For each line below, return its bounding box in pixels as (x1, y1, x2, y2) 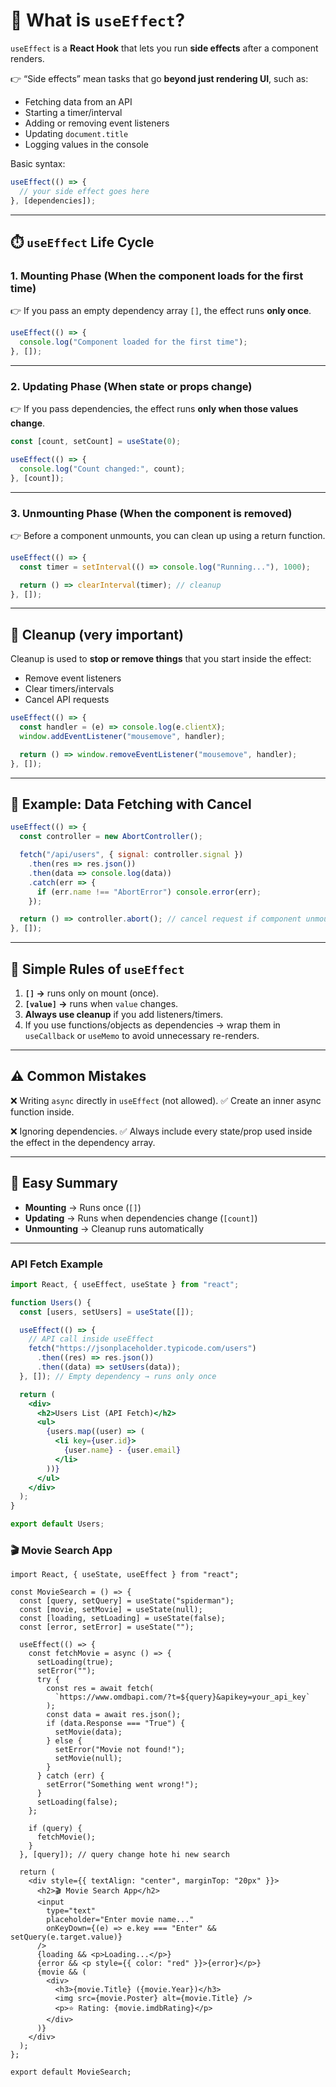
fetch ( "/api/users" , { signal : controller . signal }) (19, 850, 244, 860)
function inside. (10, 1105, 75, 1118)
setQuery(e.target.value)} (10, 1932, 123, 1943)
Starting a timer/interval (24, 106, 123, 118)
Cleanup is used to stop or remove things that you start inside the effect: (10, 653, 312, 665)
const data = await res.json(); (46, 1710, 182, 1720)
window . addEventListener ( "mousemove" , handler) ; (19, 732, 226, 742)
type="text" (46, 1906, 97, 1916)
